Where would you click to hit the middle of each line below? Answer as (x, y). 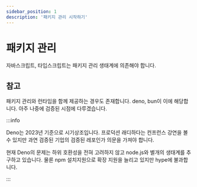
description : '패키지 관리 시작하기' (47, 17)
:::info (13, 120)
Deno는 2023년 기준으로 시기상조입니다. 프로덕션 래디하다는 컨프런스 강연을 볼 (97, 133)
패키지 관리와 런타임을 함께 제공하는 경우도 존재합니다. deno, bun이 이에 (89, 101)
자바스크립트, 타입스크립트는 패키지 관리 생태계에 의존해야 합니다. (81, 65)
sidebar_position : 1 (32, 12)
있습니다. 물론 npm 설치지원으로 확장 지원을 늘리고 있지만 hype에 (97, 160)
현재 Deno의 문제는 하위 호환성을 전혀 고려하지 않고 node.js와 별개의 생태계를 (96, 152)
